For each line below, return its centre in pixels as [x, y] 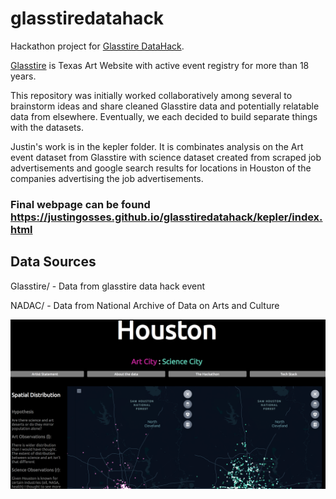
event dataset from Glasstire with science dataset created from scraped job [166, 157]
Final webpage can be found [80, 204]
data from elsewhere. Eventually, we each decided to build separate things [164, 116]
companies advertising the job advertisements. [107, 178]
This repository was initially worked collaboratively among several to [151, 95]
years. [23, 76]
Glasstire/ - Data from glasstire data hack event [108, 286]
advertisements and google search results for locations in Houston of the [161, 168]
